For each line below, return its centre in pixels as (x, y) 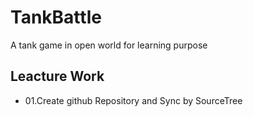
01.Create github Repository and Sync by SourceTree (133, 100)
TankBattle (56, 17)
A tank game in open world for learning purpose (109, 45)
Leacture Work (57, 76)
